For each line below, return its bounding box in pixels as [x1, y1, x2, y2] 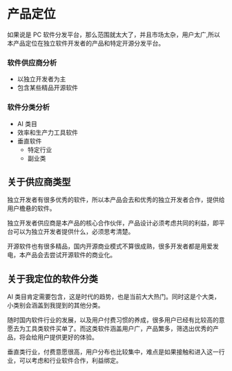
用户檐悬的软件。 [7, 204, 56, 212]
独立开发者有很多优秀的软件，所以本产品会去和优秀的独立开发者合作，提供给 [7, 196, 225, 204]
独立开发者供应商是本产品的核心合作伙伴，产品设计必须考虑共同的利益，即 [7, 219, 219, 228]
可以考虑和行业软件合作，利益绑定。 [19, 357, 122, 365]
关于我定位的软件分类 [7, 273, 98, 285]
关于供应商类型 [7, 176, 71, 188]
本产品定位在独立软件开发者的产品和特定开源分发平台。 [7, 39, 164, 47]
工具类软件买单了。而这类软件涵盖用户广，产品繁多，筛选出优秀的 [25, 325, 213, 333]
